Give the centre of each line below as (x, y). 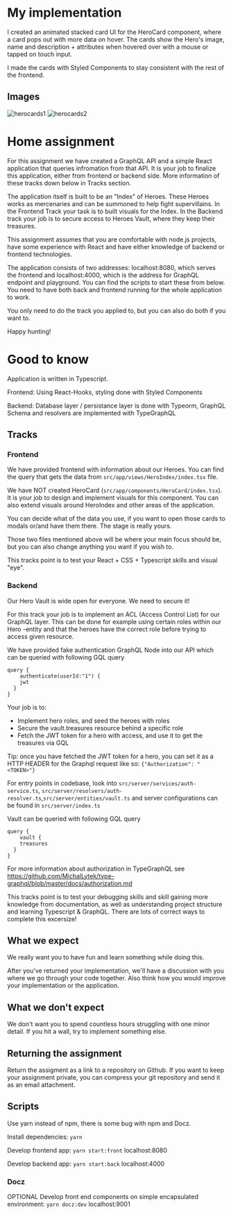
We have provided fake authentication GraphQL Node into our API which (110, 650)
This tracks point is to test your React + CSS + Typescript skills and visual (112, 560)
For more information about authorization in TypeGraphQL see (96, 869)
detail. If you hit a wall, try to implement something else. (87, 1032)
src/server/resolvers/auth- (82, 791)
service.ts (23, 791)
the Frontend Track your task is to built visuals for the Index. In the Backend (115, 211)
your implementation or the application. (63, 986)
